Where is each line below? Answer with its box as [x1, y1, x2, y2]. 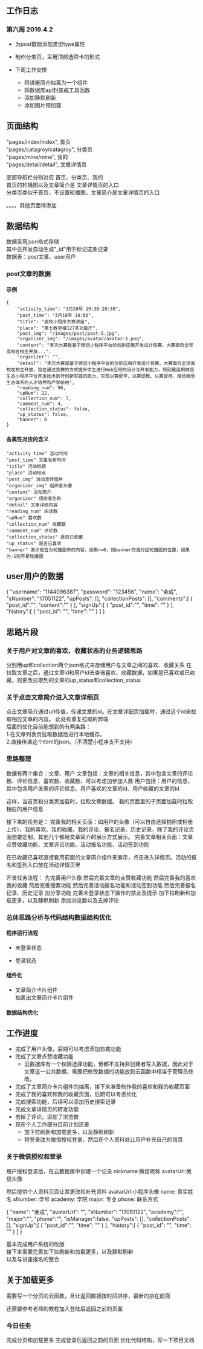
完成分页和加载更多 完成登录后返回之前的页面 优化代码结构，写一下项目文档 [6, 1336, 195, 1344]
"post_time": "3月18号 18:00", [17, 312, 94, 319]
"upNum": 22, [17, 390, 50, 396]
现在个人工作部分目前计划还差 [14, 1121, 89, 1128]
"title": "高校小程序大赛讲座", [17, 319, 91, 325]
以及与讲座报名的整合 [6, 1255, 59, 1263]
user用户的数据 [6, 571, 63, 581]
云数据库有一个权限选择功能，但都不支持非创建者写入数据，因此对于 [24, 1060, 194, 1068]
